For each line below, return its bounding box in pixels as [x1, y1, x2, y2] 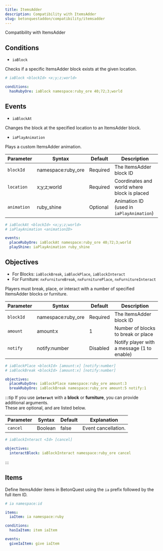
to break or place [114, 331, 154, 337]
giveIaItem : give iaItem [9, 541, 60, 546]
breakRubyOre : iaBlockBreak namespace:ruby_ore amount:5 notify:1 [9, 386, 147, 391]
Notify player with [114, 338, 155, 345]
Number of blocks [114, 325, 156, 332]
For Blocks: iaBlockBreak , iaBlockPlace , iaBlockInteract [12, 271, 126, 277]
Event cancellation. [82, 425, 126, 432]
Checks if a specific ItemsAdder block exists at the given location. [5, 66, 137, 72]
